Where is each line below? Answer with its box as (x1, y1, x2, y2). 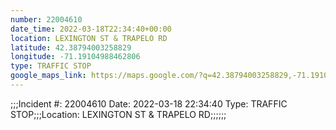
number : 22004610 (10, 14, 83, 25)
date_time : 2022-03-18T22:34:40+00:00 (10, 24, 172, 34)
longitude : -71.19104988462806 (10, 52, 141, 62)
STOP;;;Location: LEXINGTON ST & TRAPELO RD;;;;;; (10, 108, 227, 120)
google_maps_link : (10, 71, 87, 81)
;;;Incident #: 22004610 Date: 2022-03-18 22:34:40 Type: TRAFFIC (10, 97, 288, 110)
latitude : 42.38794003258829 (10, 42, 132, 53)
